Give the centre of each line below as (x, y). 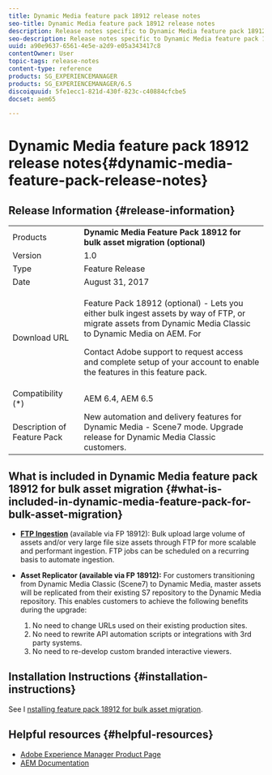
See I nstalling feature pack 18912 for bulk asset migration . (106, 709)
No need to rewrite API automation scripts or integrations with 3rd (142, 635)
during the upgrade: (53, 610)
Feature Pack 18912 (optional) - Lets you (164, 304)
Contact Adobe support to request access (164, 352)
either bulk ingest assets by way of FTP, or (165, 313)
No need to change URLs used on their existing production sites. (140, 626)
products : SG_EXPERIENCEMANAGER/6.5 (70, 84)
